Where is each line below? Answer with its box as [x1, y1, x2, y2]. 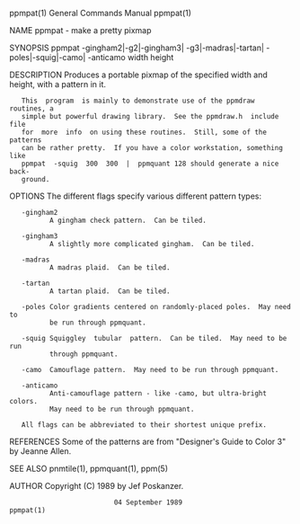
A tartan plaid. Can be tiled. [49, 287, 171, 296]
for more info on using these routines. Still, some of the [21, 128, 268, 137]
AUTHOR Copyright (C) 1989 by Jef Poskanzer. [9, 481, 184, 491]
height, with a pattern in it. [9, 79, 106, 89]
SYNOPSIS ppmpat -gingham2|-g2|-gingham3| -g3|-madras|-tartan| [9, 42, 265, 53]
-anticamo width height [87, 52, 174, 62]
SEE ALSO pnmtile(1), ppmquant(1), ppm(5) [9, 463, 169, 474]
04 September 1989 [113, 498, 182, 507]
